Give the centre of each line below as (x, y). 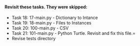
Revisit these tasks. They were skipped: (46, 7)
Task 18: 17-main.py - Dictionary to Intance (55, 18)
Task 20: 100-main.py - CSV (40, 28)
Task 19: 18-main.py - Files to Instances (51, 23)
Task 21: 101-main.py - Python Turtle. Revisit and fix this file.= (73, 33)
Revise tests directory (34, 39)
